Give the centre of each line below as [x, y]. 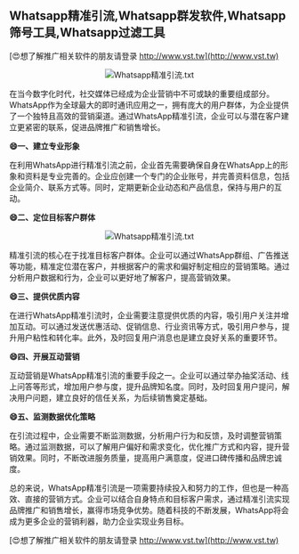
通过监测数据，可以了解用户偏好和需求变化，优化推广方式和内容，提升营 [157, 446]
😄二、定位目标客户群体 [53, 217]
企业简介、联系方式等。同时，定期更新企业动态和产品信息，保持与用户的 [141, 187]
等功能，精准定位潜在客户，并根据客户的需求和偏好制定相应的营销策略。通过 [149, 266]
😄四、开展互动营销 [44, 356]
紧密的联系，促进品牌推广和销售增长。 [95, 126]
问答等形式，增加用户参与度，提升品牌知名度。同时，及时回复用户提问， [149, 387]
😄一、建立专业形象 [44, 146]
